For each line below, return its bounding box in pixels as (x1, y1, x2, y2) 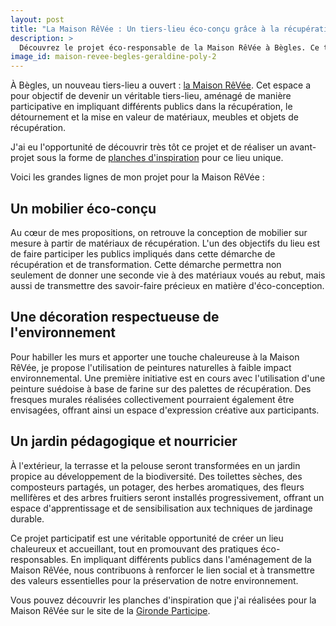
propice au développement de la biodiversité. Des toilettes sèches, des (10, 470, 303, 482)
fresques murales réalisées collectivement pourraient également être (10, 393, 295, 405)
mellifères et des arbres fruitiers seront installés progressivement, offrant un (10, 491, 325, 503)
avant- (289, 141, 317, 153)
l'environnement (10, 324, 116, 341)
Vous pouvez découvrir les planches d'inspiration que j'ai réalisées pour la (10, 594, 317, 606)
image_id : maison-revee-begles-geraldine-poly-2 (10, 52, 217, 62)
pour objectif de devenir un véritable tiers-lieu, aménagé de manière (10, 90, 292, 102)
